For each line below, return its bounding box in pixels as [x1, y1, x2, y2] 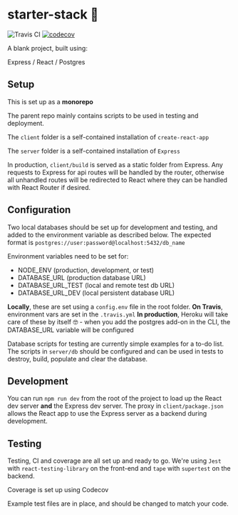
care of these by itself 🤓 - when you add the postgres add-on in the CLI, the [7, 317, 231, 326]
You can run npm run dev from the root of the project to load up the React [7, 394, 222, 403]
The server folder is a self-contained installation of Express [7, 146, 180, 155]
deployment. [7, 119, 44, 127]
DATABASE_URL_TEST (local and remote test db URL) [17, 281, 175, 289]
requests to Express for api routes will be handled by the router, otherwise [7, 168, 224, 176]
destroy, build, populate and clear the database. [7, 354, 148, 363]
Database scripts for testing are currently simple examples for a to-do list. [7, 339, 224, 348]
